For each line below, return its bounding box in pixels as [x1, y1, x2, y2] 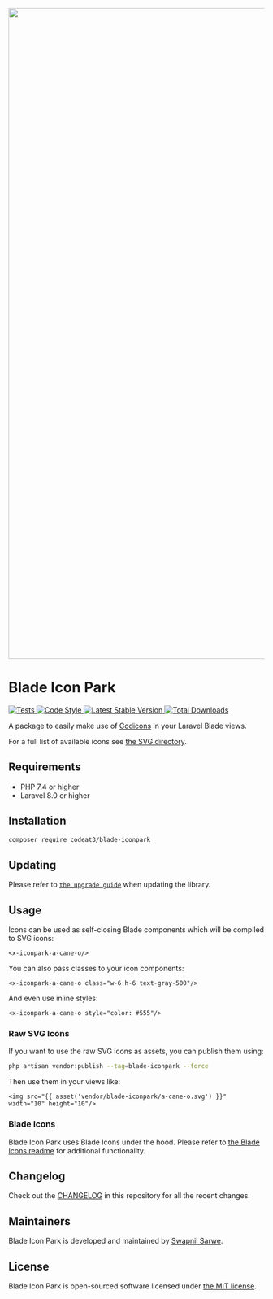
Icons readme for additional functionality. [8, 1145, 146, 1155]
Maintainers [8, 1214, 71, 1228]
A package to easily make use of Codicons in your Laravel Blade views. [8, 721, 247, 730]
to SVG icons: [8, 934, 54, 944]
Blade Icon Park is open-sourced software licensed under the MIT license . [8, 1281, 258, 1291]
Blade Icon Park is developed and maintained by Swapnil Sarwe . [8, 1236, 223, 1246]
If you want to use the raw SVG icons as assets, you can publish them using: [8, 1046, 264, 1057]
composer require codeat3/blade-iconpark [8, 835, 151, 843]
